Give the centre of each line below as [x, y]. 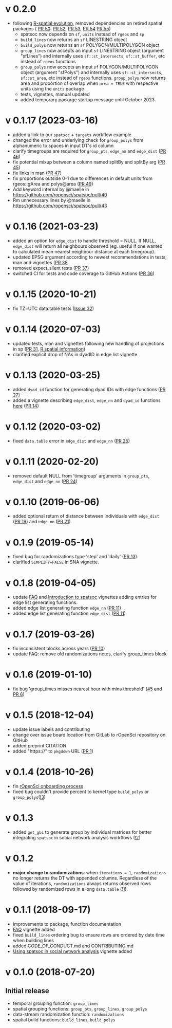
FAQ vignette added [34, 929]
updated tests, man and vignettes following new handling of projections [88, 343]
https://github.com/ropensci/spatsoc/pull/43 [60, 206]
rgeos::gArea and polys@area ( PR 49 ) [53, 183]
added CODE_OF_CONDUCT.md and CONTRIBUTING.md [73, 946]
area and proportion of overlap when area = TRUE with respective [89, 83]
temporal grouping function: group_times [56, 1003]
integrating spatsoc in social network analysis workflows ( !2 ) [77, 838]
